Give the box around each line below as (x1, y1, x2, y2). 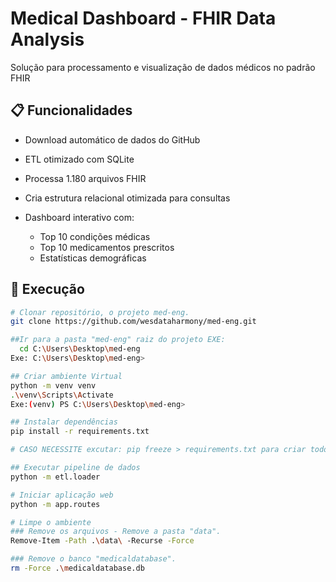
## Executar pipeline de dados (10, 463, 141, 473)
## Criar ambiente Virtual (10, 371, 123, 381)
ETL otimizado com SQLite (24, 153, 135, 165)
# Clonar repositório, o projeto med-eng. (10, 307, 190, 317)
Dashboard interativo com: (24, 211, 135, 223)
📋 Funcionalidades (10, 102, 133, 119)
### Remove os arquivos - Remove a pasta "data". (10, 527, 222, 537)
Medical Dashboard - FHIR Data (10, 7, 277, 30)
